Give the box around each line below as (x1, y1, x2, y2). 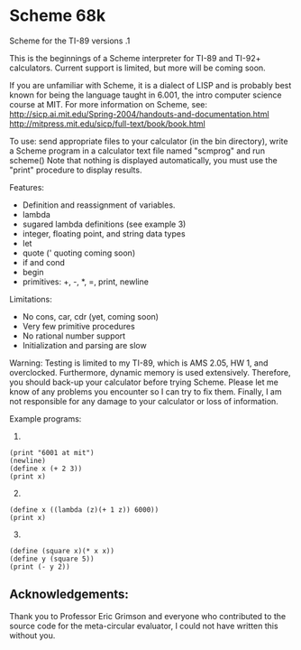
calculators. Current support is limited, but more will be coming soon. (9, 62, 266, 73)
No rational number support (22, 330, 126, 341)
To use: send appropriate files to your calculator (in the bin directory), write (9, 135, 288, 146)
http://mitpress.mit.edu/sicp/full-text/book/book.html (9, 118, 205, 129)
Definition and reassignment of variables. (22, 200, 176, 210)
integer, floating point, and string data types (22, 227, 187, 239)
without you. (9, 629, 56, 641)
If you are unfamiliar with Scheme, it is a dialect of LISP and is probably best (9, 79, 292, 90)
